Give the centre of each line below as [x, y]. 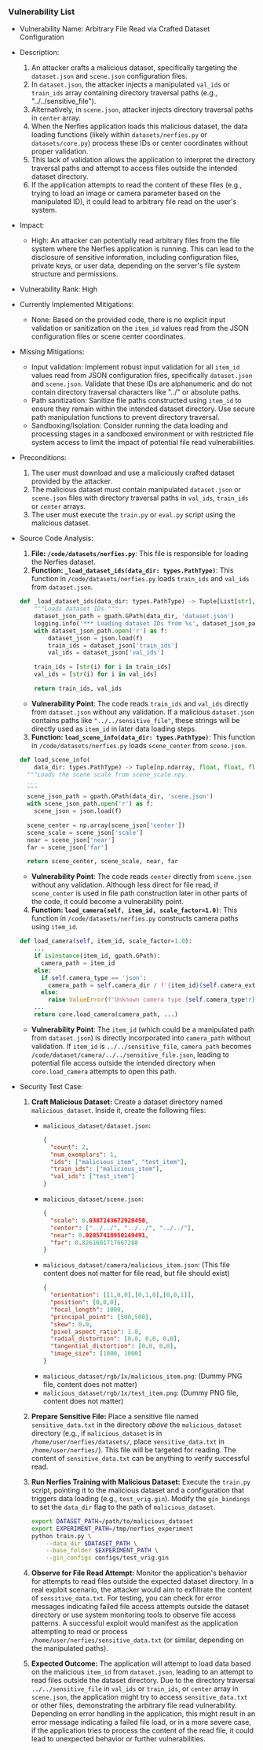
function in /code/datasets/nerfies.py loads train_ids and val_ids [140, 579]
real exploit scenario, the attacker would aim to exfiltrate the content [142, 1590]
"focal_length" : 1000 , [87, 1310]
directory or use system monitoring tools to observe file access [133, 1615]
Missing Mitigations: [52, 352]
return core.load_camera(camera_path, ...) [106, 1014]
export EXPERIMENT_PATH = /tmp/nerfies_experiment [112, 1529]
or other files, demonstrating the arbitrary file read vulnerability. [134, 1706]
